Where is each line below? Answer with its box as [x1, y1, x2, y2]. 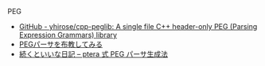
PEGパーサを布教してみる [18, 39, 103, 49]
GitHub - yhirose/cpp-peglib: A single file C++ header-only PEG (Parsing [18, 22, 258, 31]
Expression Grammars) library [18, 31, 117, 39]
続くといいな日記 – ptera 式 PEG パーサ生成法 [18, 49, 169, 58]
